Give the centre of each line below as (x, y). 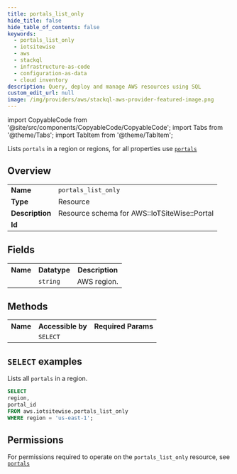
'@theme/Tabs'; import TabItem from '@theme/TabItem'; (90, 135)
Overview (29, 171)
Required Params (124, 326)
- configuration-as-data (50, 73)
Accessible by (62, 326)
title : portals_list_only (45, 14)
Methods (28, 307)
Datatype (54, 270)
